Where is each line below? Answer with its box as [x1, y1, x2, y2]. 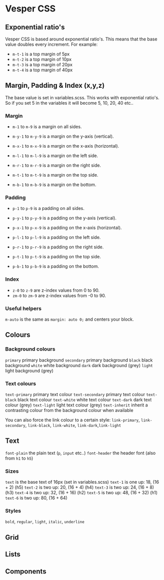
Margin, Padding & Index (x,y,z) [5, 81, 105, 90]
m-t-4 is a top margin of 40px [12, 67, 73, 73]
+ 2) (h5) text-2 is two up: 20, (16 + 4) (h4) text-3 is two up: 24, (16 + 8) [5, 484, 155, 490]
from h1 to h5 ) [5, 455, 33, 461]
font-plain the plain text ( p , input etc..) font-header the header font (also [5, 450, 156, 456]
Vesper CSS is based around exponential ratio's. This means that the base [5, 36, 158, 42]
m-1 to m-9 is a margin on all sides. [12, 124, 82, 130]
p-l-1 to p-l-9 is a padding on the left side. [12, 234, 101, 240]
